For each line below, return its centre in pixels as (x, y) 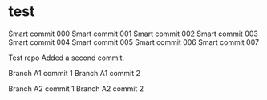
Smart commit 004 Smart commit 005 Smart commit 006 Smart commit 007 (133, 42)
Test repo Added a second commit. (67, 58)
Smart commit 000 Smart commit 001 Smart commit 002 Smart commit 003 (133, 34)
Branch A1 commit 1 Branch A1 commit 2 (75, 73)
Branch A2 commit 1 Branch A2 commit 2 (76, 88)
